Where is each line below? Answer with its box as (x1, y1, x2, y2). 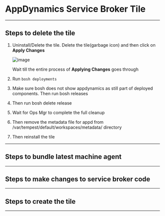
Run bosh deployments (12, 76, 57, 81)
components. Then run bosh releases (12, 90, 88, 96)
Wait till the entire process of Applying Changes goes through (12, 66, 139, 72)
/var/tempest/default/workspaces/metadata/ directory (12, 124, 122, 130)
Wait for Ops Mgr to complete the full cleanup (12, 109, 105, 115)
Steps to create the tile (5, 197, 76, 206)
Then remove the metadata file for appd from (12, 119, 104, 125)
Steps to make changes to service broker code (5, 175, 151, 183)
